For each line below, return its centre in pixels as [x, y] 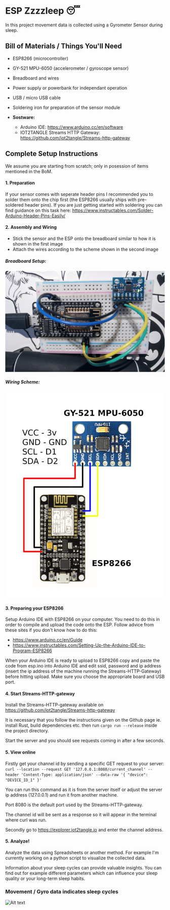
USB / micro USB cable [36, 97]
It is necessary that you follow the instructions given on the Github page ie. [83, 720]
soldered [14, 205]
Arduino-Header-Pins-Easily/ [35, 216]
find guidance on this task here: [38, 210]
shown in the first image [38, 244]
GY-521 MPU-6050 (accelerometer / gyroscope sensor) [71, 68]
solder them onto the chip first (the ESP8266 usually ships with [71, 200]
